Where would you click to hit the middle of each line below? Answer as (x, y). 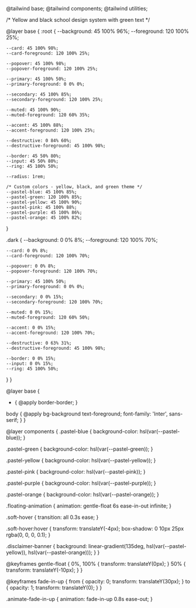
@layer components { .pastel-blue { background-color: (72, 431)
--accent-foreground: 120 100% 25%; (51, 130)
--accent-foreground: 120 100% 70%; (51, 333)
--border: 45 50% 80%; (34, 156)
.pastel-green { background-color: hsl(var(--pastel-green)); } (80, 449)
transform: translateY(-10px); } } (44, 570)
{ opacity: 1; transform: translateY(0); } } (54, 587)
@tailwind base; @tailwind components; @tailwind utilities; (77, 9)
